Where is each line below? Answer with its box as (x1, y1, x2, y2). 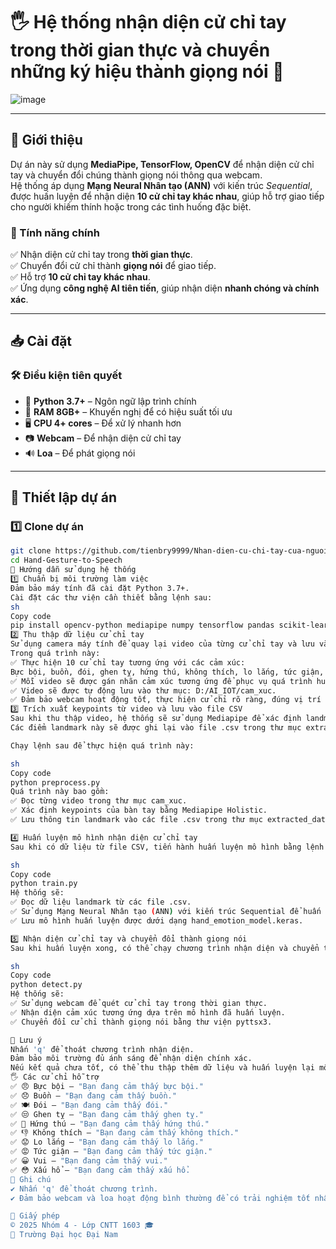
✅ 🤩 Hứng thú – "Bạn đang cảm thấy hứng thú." (10, 1119, 210, 1129)
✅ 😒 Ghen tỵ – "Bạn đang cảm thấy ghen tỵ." (10, 1109, 204, 1119)
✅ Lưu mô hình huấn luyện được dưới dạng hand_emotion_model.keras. (10, 915, 304, 926)
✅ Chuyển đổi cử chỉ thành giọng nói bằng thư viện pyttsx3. (10, 1017, 273, 1027)
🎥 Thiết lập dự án (10, 489, 118, 506)
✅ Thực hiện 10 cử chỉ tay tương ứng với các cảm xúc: (10, 657, 246, 668)
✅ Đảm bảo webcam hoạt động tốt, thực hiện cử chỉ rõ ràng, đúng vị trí (10, 695, 322, 705)
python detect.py (10, 980, 83, 990)
